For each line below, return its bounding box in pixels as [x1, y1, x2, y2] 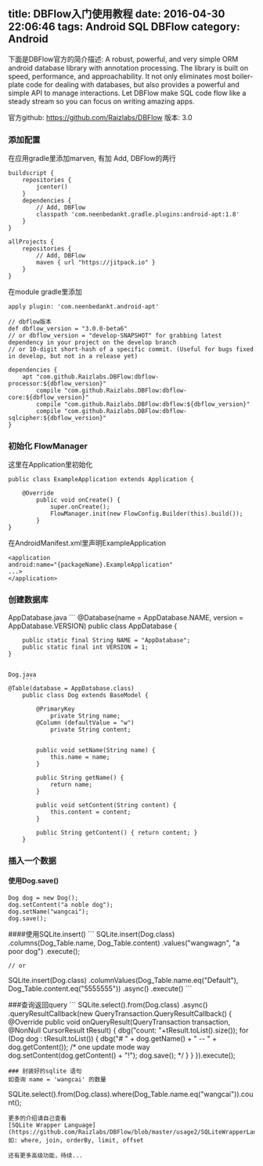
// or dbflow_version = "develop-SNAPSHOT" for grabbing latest [8, 332, 222, 340]
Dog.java [8, 671, 37, 678]
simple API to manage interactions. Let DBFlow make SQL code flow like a [8, 88, 247, 97]
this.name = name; [49, 753, 110, 761]
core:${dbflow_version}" [8, 393, 89, 402]
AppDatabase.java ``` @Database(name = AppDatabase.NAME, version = [8, 612, 244, 622]
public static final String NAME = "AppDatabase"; [22, 636, 191, 644]
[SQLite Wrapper [8, 1121, 61, 1129]
